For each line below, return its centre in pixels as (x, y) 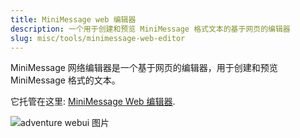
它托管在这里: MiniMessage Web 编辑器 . (93, 102)
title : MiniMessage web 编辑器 (73, 19)
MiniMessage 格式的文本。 (65, 80)
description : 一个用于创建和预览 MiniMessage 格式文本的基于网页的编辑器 (150, 29)
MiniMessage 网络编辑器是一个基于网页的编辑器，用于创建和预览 (144, 68)
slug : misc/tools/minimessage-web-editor (98, 38)
